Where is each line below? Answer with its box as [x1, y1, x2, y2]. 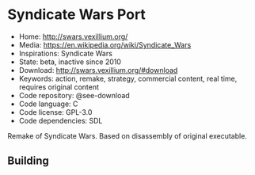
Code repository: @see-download [18, 90, 130, 100]
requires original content [18, 82, 100, 92]
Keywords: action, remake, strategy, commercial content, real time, [18, 74, 238, 83]
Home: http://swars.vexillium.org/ [18, 32, 128, 41]
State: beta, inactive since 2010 [18, 57, 122, 67]
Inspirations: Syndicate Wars [18, 48, 112, 58]
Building [7, 154, 49, 168]
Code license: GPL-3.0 [18, 107, 93, 116]
